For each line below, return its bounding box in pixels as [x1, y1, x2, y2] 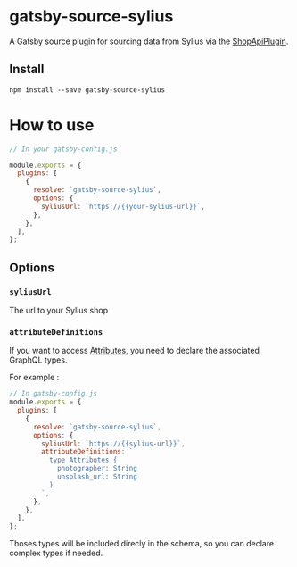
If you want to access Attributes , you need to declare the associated [9, 346, 260, 356]
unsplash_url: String [56, 472, 138, 481]
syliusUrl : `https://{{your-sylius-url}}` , [41, 202, 205, 211]
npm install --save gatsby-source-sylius [9, 85, 166, 95]
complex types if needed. [9, 547, 103, 559]
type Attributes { [48, 455, 118, 465]
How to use [9, 114, 95, 135]
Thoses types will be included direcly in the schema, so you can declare [9, 538, 275, 549]
